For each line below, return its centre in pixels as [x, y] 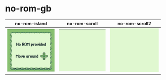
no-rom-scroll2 [134, 24]
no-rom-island [31, 24]
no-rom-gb [28, 9]
